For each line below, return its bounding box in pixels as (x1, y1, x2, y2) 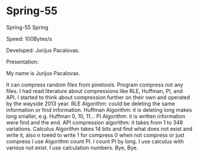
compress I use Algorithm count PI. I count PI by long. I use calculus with (6, 137, 184, 145)
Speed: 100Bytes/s (6, 35, 52, 42)
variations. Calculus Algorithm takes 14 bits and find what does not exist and (6, 125, 193, 132)
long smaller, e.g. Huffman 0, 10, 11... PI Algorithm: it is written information (6, 113, 186, 120)
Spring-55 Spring (6, 24, 49, 31)
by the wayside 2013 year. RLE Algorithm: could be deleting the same (6, 100, 175, 107)
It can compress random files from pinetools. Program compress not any (6, 81, 184, 88)
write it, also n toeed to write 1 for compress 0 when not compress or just (6, 132, 185, 139)
